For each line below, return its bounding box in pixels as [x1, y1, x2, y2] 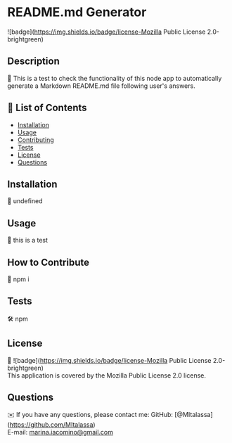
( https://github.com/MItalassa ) [7, 420, 96, 429]
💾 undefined [7, 197, 43, 205]
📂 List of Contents [7, 102, 87, 114]
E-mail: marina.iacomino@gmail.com [7, 428, 114, 437]
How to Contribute [7, 256, 90, 268]
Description [7, 56, 60, 68]
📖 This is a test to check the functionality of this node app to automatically [7, 74, 222, 82]
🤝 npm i [7, 275, 30, 283]
